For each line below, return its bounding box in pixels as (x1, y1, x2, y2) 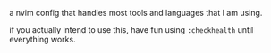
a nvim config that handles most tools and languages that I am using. (9, 8, 263, 18)
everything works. (9, 34, 76, 44)
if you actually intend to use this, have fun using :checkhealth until (9, 25, 254, 34)
